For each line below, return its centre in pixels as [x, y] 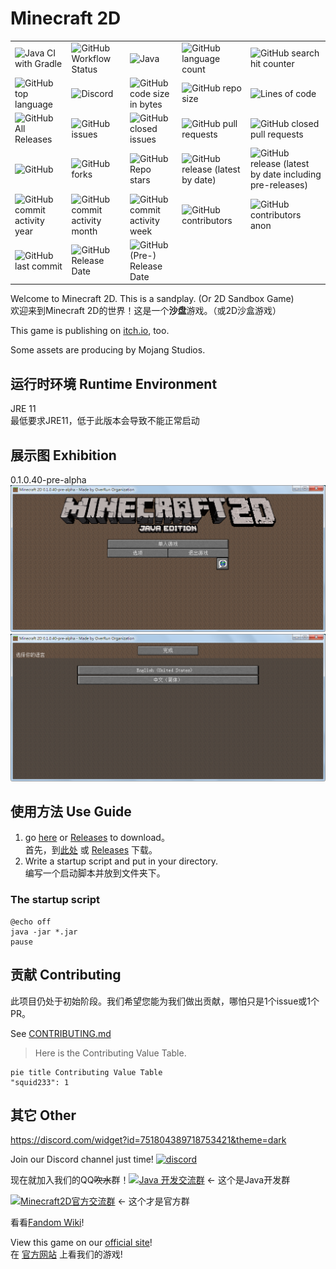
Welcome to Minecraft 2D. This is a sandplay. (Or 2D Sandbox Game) [152, 299]
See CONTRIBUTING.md [61, 1033]
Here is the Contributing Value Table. [110, 1053]
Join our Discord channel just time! [82, 1159]
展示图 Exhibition [63, 455]
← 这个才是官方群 [153, 1201]
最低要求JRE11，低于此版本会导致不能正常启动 [105, 421]
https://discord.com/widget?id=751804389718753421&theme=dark [148, 1140]
